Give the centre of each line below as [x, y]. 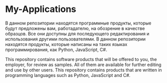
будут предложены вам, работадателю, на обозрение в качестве [75, 28]
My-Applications [41, 9]
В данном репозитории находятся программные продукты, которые [78, 23]
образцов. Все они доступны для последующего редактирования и [77, 33]
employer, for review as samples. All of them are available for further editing [83, 64]
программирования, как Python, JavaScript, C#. [56, 49]
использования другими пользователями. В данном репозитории [75, 39]
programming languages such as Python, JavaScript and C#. [68, 75]
